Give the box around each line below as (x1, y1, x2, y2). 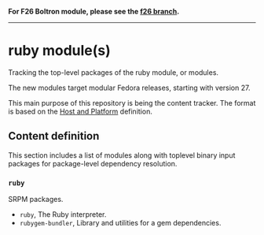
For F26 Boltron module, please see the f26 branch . (8, 7, 180, 16)
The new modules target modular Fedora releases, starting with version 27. (8, 83, 251, 92)
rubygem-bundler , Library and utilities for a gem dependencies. (19, 218, 222, 228)
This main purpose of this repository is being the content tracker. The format (8, 98, 256, 107)
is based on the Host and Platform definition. (8, 106, 153, 116)
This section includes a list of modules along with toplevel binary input (8, 150, 236, 160)
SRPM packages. (8, 195, 64, 204)
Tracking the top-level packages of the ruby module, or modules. (8, 67, 218, 77)
